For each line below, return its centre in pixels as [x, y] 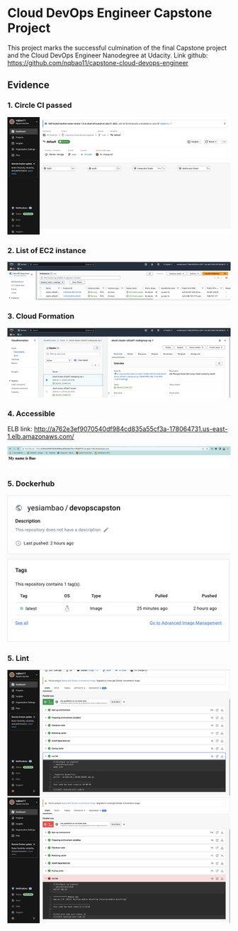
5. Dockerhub [31, 484]
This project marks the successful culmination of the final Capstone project [117, 48]
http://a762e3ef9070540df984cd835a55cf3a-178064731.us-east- [131, 429]
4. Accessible [31, 413]
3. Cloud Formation [41, 316]
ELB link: [20, 429]
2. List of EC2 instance [47, 250]
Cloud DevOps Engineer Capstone [110, 13]
